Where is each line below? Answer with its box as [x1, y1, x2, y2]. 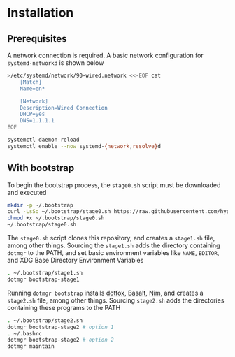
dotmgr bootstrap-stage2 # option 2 [7, 337, 114, 344]
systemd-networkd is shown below [7, 59, 104, 67]
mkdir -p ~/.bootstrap [7, 201, 73, 209]
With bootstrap [7, 162, 75, 174]
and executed [7, 188, 47, 196]
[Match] [20, 78, 42, 85]
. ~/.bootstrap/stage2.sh [7, 316, 83, 324]
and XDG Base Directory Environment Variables [7, 256, 144, 265]
